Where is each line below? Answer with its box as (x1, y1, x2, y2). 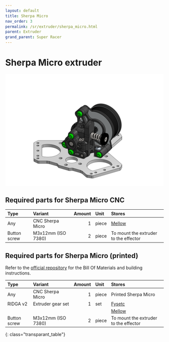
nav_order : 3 (5, 19, 33, 24)
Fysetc (111, 301, 125, 307)
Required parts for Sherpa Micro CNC (5, 196, 125, 204)
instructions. (5, 270, 31, 276)
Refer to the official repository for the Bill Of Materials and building (5, 265, 143, 271)
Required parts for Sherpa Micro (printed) (5, 251, 138, 260)
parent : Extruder (5, 29, 42, 35)
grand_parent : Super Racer (5, 35, 62, 40)
